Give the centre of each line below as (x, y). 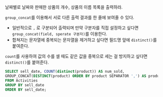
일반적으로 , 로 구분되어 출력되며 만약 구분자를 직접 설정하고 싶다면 (75, 28)
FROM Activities (21, 81)
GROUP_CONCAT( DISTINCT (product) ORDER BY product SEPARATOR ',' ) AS (76, 76)
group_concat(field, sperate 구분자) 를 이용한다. (60, 34)
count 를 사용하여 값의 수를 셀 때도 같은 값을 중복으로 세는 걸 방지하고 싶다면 (76, 56)
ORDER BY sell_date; (26, 89)
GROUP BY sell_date (25, 85)
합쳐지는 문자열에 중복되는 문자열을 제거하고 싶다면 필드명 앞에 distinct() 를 (84, 40)
